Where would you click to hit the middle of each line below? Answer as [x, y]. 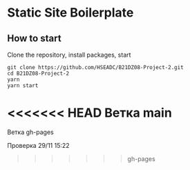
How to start [34, 38]
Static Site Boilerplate [70, 13]
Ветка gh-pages [30, 132]
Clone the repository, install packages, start [69, 55]
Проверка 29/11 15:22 [39, 145]
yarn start [23, 86]
